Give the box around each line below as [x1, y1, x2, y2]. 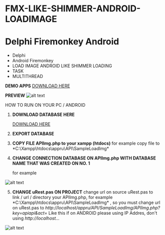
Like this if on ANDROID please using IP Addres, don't [48, 210, 158, 216]
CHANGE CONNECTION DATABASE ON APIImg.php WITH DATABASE [12, 155, 156, 161]
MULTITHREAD [12, 74, 43, 79]
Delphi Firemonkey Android [5, 36, 119, 47]
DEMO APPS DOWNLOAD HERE [5, 83, 70, 89]
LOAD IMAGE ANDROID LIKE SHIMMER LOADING [12, 63, 112, 69]
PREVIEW [5, 92, 26, 99]
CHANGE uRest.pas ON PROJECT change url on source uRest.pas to [12, 189, 154, 195]
